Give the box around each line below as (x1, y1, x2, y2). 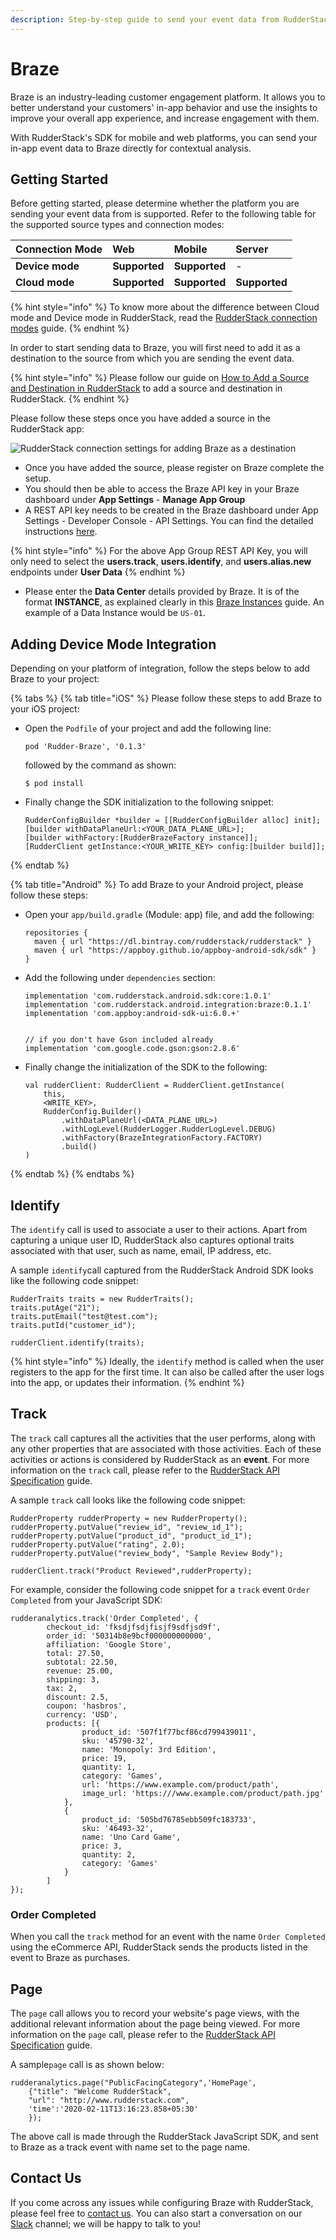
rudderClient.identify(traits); (10, 1338, 145, 1348)
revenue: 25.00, (46, 1666, 114, 1676)
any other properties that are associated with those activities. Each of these (10, 1442, 322, 1455)
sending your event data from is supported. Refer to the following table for (10, 208, 317, 220)
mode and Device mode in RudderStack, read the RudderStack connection (10, 312, 318, 324)
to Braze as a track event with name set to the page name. (10, 2141, 251, 2153)
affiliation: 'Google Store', (46, 1639, 172, 1650)
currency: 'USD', (46, 1709, 118, 1720)
